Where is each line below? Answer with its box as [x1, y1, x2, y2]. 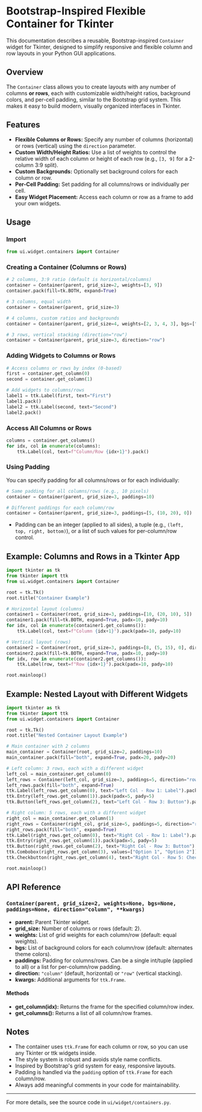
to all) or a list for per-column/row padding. [14, 963, 122, 970]
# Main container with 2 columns [6, 743, 90, 750]
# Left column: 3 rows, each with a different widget [6, 765, 144, 771]
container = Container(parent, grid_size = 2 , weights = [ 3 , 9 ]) [6, 282, 163, 288]
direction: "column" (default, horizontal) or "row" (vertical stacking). [14, 969, 182, 977]
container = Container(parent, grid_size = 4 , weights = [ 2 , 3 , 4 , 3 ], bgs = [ [6, 321, 195, 327]
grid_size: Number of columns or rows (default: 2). [14, 925, 141, 932]
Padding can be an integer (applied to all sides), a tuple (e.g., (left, [14, 521, 184, 528]
